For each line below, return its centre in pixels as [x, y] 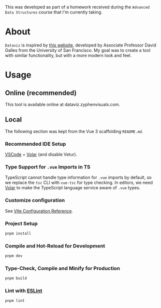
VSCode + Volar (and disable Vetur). [41, 154]
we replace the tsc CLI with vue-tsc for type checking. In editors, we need [79, 183]
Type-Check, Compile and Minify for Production [63, 268]
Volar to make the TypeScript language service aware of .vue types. [73, 188]
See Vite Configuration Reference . [39, 211]
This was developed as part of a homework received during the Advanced [77, 7]
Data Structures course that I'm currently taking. [54, 12]
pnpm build [16, 278]
